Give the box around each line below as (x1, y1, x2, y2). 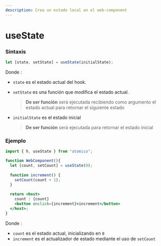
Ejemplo (5, 137, 26, 144)
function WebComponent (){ (5, 158, 61, 164)
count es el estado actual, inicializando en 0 (12, 230, 105, 236)
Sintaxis (5, 48, 26, 55)
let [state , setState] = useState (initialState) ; (5, 60, 114, 65)
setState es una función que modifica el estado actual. (12, 89, 129, 95)
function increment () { (10, 172, 61, 178)
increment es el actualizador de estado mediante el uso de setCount (12, 235, 156, 242)
